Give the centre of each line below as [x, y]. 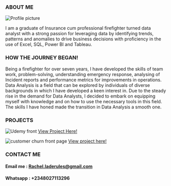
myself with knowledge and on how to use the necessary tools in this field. [84, 101]
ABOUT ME [19, 7]
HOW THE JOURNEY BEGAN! [42, 58]
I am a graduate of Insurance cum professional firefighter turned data [78, 28]
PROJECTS [19, 120]
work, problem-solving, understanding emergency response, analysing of [83, 74]
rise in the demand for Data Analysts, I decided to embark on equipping [80, 96]
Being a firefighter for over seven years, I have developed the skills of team [84, 69]
